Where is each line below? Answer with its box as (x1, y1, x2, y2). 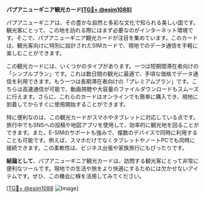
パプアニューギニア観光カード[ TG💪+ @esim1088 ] (6, 6, 132, 13)
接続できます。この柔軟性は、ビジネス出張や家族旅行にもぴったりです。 (6, 144, 188, 152)
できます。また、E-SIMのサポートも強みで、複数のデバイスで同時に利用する (6, 129, 198, 136)
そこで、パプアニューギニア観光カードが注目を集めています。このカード (16, 34, 198, 42)
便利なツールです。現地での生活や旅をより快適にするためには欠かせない (6, 165, 188, 172)
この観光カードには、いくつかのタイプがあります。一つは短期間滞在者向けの (6, 62, 199, 70)
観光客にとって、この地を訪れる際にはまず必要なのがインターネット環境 (6, 27, 188, 34)
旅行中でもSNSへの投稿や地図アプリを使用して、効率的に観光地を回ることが (6, 122, 199, 128)
